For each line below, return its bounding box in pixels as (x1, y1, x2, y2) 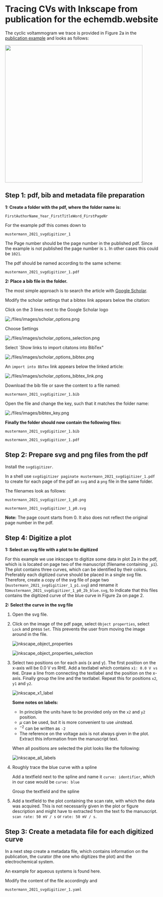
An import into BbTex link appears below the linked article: (5, 363, 124, 369)
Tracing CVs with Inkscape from (5, 3, 138, 15)
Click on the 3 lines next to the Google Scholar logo (5, 307, 108, 313)
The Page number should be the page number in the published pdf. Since (5, 240, 153, 246)
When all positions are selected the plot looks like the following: (12, 745, 140, 751)
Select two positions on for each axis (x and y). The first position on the (12, 660, 156, 666)
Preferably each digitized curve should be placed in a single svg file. (5, 572, 143, 578)
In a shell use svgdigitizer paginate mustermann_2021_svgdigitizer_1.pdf (5, 473, 155, 479)
